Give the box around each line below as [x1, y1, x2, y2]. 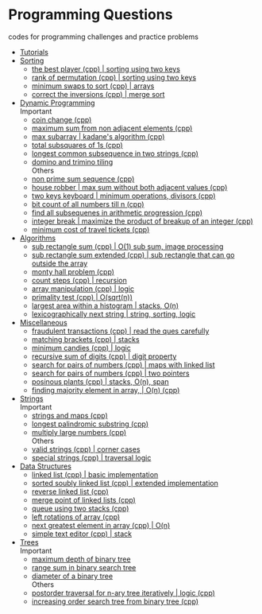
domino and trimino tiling [31, 157, 114, 166]
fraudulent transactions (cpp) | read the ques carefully [31, 326, 210, 336]
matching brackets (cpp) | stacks [31, 334, 141, 344]
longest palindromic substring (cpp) [31, 419, 149, 429]
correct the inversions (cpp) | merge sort [31, 89, 165, 99]
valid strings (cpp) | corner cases [31, 444, 141, 454]
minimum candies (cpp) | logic [31, 343, 131, 352]
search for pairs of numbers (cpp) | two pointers [31, 368, 190, 378]
